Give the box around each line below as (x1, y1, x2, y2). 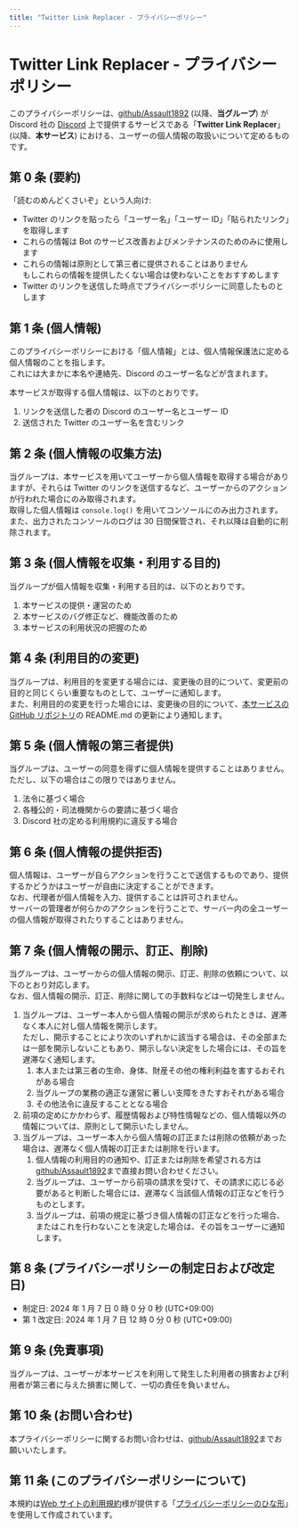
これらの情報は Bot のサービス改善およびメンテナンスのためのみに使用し (21, 236, 289, 247)
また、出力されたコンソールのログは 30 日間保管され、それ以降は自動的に (9, 516, 281, 526)
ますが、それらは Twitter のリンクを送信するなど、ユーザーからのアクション (9, 482, 287, 493)
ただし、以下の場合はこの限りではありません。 (9, 775, 181, 785)
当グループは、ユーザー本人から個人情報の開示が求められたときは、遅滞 (21, 1009, 287, 1021)
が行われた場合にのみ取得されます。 (9, 494, 141, 504)
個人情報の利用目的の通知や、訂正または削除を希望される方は (35, 1154, 262, 1165)
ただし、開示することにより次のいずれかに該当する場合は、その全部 (21, 1031, 272, 1043)
